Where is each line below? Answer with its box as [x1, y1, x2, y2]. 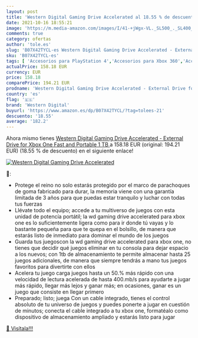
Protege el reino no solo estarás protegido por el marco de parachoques [14, 181, 190, 189]
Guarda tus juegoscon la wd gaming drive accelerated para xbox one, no [14, 238, 192, 245]
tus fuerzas [14, 200, 42, 207]
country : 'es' [6, 91, 41, 97]
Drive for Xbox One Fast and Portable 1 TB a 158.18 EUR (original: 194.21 [6, 141, 180, 148]
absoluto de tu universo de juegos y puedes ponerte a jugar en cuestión [14, 301, 190, 308]
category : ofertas [6, 36, 51, 42]
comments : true [6, 31, 44, 37]
